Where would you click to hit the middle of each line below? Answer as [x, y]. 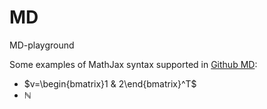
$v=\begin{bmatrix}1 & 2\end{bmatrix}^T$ [110, 83]
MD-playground [42, 45]
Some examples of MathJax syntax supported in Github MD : [133, 64]
